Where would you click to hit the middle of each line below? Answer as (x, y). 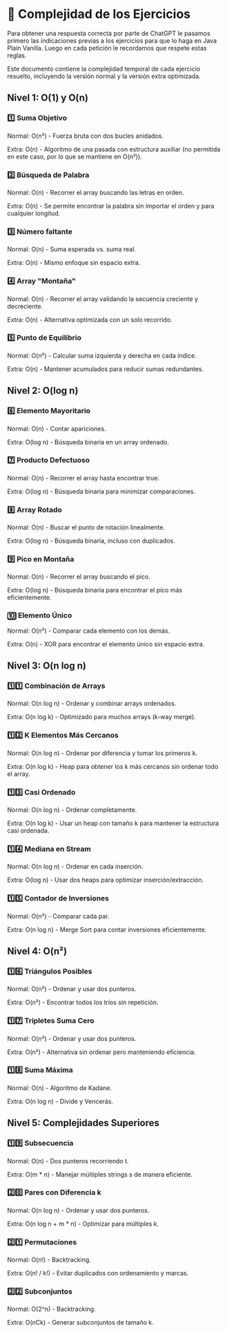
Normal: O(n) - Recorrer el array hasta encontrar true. (83, 478)
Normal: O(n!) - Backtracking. (49, 1260)
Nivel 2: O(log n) (43, 391)
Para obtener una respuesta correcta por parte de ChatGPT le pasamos (109, 33)
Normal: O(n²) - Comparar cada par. (58, 916)
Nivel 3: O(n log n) (47, 666)
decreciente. (25, 306)
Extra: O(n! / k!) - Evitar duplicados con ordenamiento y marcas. (98, 1273)
